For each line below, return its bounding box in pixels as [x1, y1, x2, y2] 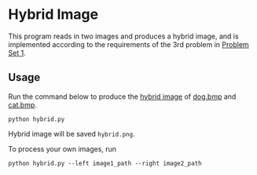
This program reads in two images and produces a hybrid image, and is [8, 31, 239, 41]
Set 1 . [8, 48, 26, 57]
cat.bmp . [8, 100, 38, 109]
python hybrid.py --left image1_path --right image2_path [8, 159, 202, 167]
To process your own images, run [8, 144, 116, 154]
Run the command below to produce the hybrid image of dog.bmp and [8, 92, 237, 101]
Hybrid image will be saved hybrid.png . [8, 129, 135, 138]
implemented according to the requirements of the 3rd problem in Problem [8, 39, 249, 49]
